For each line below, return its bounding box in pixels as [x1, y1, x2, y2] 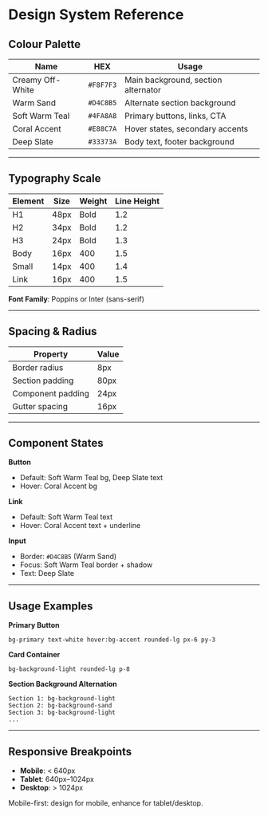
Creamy [12, 74, 42, 85]
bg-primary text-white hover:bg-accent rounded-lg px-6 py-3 [8, 636, 216, 644]
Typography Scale [8, 171, 101, 185]
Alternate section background [124, 97, 236, 108]
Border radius [12, 361, 64, 373]
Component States [8, 436, 104, 450]
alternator [124, 85, 162, 95]
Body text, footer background [124, 136, 235, 147]
